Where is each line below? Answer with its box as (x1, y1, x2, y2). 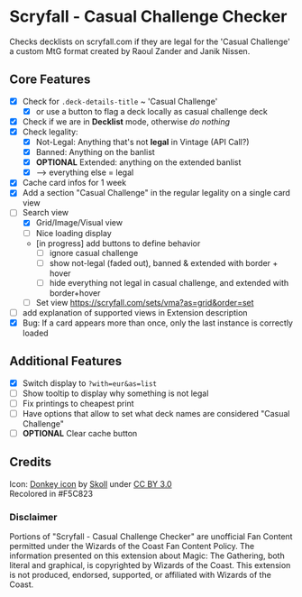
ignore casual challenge (49, 247, 139, 258)
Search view (22, 207, 69, 218)
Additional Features (9, 354, 123, 369)
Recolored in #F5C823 (9, 488, 93, 499)
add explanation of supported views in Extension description (22, 307, 248, 317)
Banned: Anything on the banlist (35, 147, 155, 158)
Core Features (9, 72, 91, 87)
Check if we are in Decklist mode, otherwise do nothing (22, 115, 231, 127)
